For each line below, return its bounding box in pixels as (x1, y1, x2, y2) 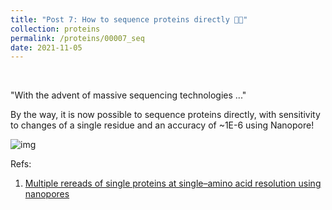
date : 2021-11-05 (10, 42, 83, 53)
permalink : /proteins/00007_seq (10, 33, 145, 43)
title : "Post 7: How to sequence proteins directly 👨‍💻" (10, 14, 248, 25)
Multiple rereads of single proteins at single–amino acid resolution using (24, 177, 322, 190)
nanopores (24, 188, 70, 200)
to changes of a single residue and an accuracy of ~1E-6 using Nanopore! (10, 119, 315, 131)
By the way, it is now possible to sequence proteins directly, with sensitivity (10, 109, 321, 121)
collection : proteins (10, 24, 101, 34)
